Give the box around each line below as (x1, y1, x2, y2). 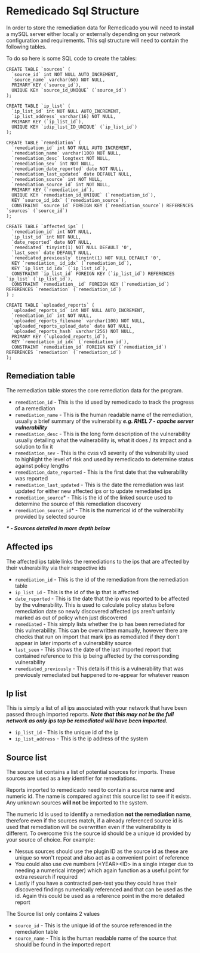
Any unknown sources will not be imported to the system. (6, 799, 149, 806)
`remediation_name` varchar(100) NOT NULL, (11, 150, 121, 156)
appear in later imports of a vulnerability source (14, 639, 132, 646)
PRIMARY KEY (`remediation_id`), (11, 187, 95, 193)
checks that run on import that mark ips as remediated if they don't (14, 633, 180, 640)
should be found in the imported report (14, 941, 110, 948)
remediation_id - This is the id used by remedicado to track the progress (14, 398, 194, 406)
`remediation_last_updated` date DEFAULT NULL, (11, 171, 133, 177)
